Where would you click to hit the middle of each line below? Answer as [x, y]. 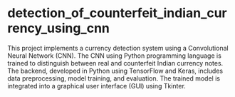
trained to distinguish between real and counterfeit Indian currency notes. [115, 63]
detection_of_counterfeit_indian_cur [117, 13]
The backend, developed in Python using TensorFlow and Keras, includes [115, 71]
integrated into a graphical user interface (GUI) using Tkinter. [97, 86]
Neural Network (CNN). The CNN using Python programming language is [115, 56]
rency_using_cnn [59, 28]
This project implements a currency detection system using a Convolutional [118, 48]
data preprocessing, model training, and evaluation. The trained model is [114, 78]
